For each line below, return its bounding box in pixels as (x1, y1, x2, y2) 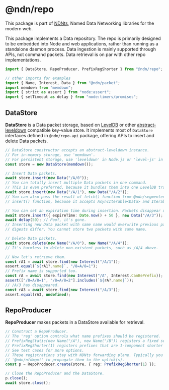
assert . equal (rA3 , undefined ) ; (5, 292, 71, 297)
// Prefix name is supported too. (5, 268, 78, 273)
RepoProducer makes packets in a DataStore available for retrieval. (5, 319, 145, 325)
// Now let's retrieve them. (5, 254, 66, 259)
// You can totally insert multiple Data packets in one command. (5, 180, 147, 185)
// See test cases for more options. (5, 348, 84, 353)
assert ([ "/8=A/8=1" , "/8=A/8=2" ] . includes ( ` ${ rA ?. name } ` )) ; (5, 278, 134, 283)
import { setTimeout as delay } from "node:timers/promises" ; (5, 94, 138, 99)
